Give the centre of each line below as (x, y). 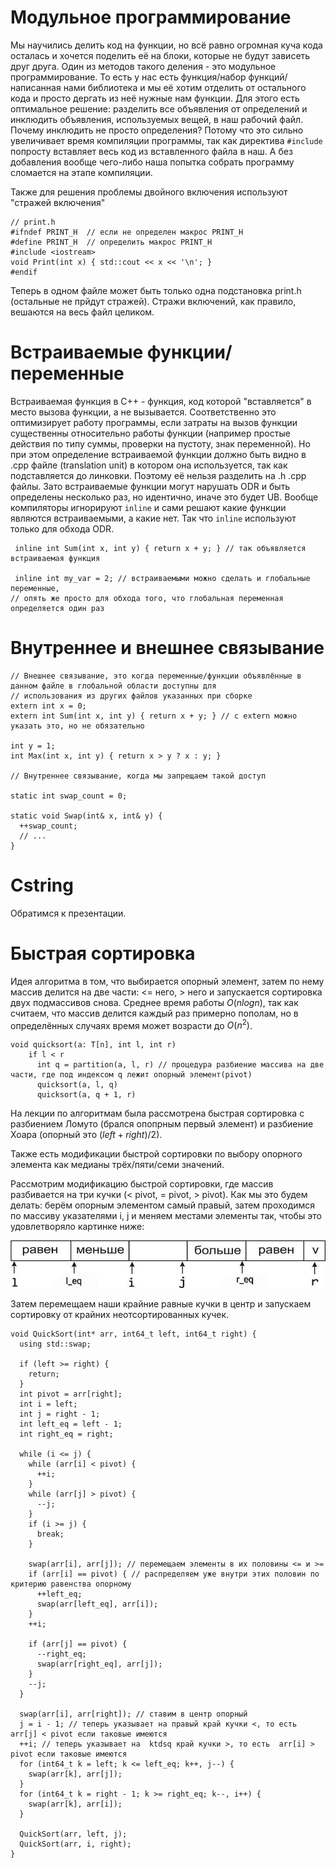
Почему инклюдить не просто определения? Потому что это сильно (157, 130)
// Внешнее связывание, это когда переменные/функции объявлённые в (156, 676)
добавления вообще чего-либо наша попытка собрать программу (152, 162)
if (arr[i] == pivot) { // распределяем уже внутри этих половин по (174, 1574)
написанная (36, 87)
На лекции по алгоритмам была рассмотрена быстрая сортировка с (157, 1113)
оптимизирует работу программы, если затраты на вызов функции (154, 422)
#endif (24, 272)
